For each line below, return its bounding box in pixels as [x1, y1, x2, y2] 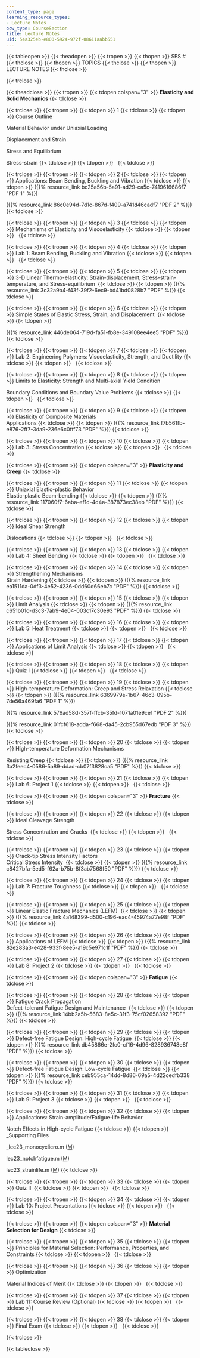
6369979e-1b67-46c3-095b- [100, 692, 173, 698]
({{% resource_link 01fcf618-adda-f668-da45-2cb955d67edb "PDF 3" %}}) [6, 721, 192, 728]
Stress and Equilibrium [6, 147, 61, 155]
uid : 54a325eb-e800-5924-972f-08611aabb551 [6, 36, 116, 42]
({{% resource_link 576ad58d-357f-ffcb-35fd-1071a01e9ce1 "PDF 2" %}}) [6, 709, 187, 716]
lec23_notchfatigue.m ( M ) [6, 1155, 70, 1162]
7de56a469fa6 [6, 697, 43, 705]
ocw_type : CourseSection [6, 25, 68, 32]
